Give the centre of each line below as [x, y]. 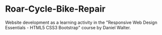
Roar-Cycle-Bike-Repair [55, 9]
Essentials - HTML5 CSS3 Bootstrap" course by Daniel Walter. [68, 27]
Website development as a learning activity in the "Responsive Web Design [81, 22]
